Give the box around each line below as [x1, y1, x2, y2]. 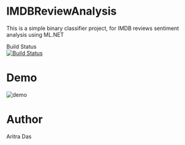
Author [6, 113, 43, 127]
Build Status [6, 43, 37, 50]
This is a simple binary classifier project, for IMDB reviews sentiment [6, 24, 179, 32]
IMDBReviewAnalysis [6, 4, 117, 18]
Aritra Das [6, 133, 32, 140]
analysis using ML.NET [6, 31, 64, 38]
